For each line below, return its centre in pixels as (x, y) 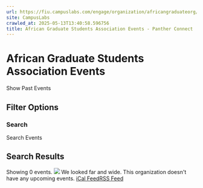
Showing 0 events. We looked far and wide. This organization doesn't (96, 172)
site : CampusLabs (28, 18)
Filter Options (33, 107)
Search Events (24, 137)
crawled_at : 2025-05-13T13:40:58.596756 (58, 23)
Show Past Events (29, 88)
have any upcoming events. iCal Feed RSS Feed (65, 178)
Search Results (35, 157)
